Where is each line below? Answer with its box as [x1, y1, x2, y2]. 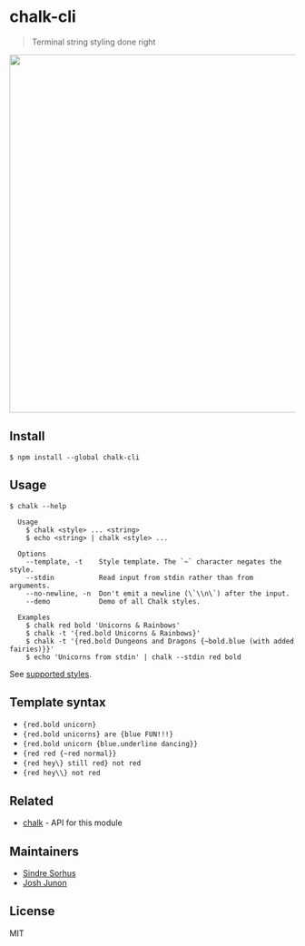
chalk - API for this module [22, 817, 123, 828]
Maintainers [9, 843, 80, 859]
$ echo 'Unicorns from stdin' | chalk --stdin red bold [25, 652, 242, 662]
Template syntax [9, 695, 106, 710]
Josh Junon [22, 878, 67, 888]
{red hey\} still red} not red [22, 759, 142, 768]
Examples [17, 613, 51, 622]
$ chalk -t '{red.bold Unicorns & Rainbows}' [25, 628, 202, 637]
